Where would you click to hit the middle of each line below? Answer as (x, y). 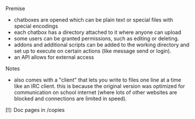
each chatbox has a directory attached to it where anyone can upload (97, 32)
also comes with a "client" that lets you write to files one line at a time (97, 80)
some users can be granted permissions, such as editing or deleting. (96, 38)
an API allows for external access (54, 57)
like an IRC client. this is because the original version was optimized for (99, 86)
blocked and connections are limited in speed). (70, 98)
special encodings (36, 26)
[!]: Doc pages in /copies (35, 110)
